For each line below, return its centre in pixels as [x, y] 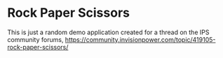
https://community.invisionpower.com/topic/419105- [140, 39]
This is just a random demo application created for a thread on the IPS [108, 32]
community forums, [35, 39]
